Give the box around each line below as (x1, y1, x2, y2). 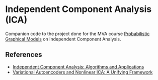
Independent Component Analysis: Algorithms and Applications (12, 63, 144, 69)
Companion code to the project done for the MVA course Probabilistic (5, 30, 150, 36)
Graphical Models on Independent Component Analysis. (5, 36, 121, 42)
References (5, 50, 42, 59)
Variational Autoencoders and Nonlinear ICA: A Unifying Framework (12, 69, 153, 75)
